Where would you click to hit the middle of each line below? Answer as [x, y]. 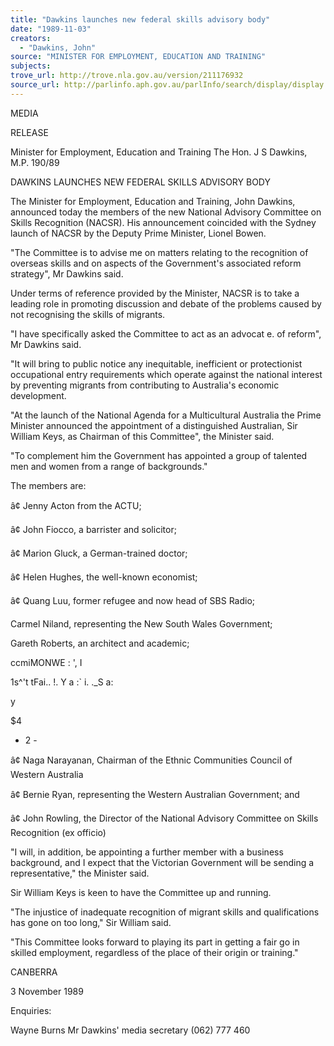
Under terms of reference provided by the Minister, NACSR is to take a [155, 293]
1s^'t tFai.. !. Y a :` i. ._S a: [62, 682]
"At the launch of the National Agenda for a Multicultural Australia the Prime [166, 415]
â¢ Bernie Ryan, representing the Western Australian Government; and [155, 794]
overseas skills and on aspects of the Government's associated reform [156, 263]
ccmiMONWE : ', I [46, 662]
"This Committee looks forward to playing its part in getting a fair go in [155, 942]
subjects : [31, 66]
